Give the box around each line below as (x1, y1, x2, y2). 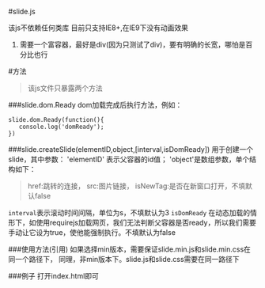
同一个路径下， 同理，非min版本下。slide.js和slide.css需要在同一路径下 (8, 255, 240, 263)
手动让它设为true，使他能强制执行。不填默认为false (8, 228, 176, 237)
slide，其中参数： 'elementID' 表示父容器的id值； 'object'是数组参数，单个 (8, 154, 250, 164)
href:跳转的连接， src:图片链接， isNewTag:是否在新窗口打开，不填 (27, 181, 246, 191)
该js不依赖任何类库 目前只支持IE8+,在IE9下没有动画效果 (8, 23, 188, 32)
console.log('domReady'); (18, 123, 104, 131)
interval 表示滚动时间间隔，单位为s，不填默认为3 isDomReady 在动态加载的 (8, 208, 251, 217)
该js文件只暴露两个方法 (27, 83, 103, 93)
